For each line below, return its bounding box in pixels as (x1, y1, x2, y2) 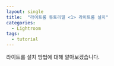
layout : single (6, 8, 44, 15)
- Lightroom (11, 25, 42, 32)
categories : (6, 20, 36, 26)
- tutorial (11, 36, 39, 42)
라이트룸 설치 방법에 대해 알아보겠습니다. (6, 54, 100, 60)
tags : (6, 31, 20, 37)
